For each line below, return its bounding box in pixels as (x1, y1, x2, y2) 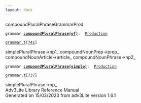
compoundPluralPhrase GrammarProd (5, 21, 84, 27)
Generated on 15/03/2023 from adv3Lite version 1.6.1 (5, 92, 116, 98)
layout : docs (5, 7, 33, 13)
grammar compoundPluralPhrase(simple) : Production (5, 64, 117, 69)
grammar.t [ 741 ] (5, 40, 38, 45)
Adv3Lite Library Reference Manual (5, 87, 80, 93)
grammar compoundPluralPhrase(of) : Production (5, 31, 108, 36)
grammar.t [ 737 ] (5, 73, 38, 78)
